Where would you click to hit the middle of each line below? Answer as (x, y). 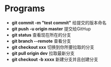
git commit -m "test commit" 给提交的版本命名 (59, 22)
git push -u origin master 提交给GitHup (51, 29)
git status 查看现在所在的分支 (41, 35)
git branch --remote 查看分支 (41, 41)
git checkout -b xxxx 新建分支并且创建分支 (55, 59)
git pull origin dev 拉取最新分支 (43, 53)
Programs (25, 9)
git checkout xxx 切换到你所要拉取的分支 (53, 47)
